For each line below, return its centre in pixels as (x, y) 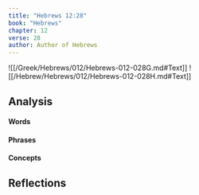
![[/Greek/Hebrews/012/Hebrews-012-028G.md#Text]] (98, 68)
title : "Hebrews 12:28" (48, 16)
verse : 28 (25, 38)
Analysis (31, 101)
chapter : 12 (28, 30)
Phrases (22, 139)
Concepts (25, 158)
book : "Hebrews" (35, 23)
